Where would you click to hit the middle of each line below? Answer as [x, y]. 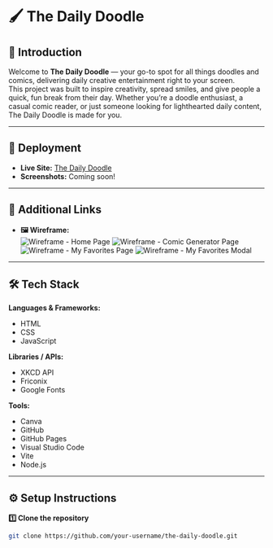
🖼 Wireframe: [45, 230]
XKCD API [37, 373]
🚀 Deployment [45, 148]
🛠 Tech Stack [44, 285]
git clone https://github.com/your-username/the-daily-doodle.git [123, 536]
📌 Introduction [45, 52]
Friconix [34, 381]
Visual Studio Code [52, 447]
